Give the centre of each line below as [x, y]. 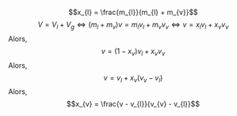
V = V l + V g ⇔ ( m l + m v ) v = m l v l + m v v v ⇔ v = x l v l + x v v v [133, 25]
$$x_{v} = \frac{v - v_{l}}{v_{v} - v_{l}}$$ [133, 104]
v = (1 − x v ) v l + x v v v [133, 52]
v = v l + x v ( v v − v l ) [133, 79]
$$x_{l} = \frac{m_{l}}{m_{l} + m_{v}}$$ [133, 12]
